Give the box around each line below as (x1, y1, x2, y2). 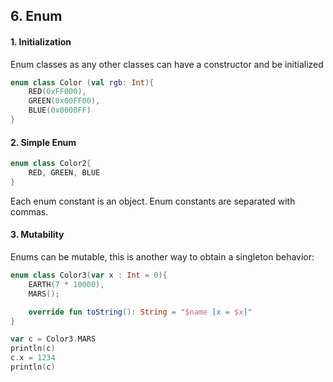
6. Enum (10, 8, 63, 25)
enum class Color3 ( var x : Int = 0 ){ (10, 270, 168, 280)
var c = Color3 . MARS (10, 334, 97, 344)
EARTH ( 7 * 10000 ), (28, 279, 105, 289)
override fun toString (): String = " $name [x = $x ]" (28, 307, 253, 317)
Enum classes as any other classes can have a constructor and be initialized (10, 58, 324, 70)
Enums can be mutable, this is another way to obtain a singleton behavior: (10, 251, 315, 263)
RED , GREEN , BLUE (28, 168, 101, 178)
